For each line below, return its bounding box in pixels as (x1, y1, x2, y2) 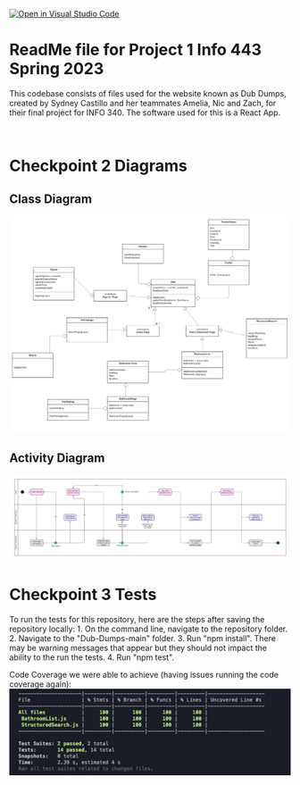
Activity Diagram (9, 450, 105, 465)
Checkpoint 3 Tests (9, 584, 157, 605)
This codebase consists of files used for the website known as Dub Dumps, (9, 88, 287, 98)
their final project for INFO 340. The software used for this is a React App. (9, 107, 281, 118)
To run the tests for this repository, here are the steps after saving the (9, 614, 265, 624)
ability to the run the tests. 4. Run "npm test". (9, 652, 175, 663)
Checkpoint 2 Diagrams (9, 156, 187, 176)
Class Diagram (9, 191, 92, 206)
